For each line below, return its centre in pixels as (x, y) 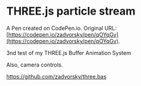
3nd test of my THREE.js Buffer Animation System (69, 52)
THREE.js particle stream (71, 11)
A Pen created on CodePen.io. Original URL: (62, 28)
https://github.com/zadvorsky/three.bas (56, 76)
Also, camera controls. (34, 65)
